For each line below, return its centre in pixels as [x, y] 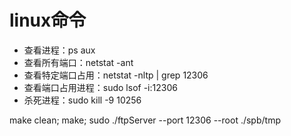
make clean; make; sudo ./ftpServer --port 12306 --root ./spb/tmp [145, 120]
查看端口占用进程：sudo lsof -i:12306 [100, 87]
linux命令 [48, 20]
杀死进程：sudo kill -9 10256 [82, 100]
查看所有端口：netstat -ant [78, 62]
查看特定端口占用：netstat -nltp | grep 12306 [116, 75]
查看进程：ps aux [59, 50]
